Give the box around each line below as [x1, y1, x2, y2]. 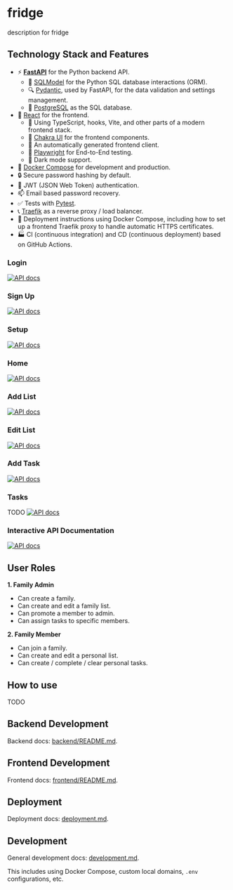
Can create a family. [17, 594, 76, 603]
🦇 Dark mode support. [27, 155, 93, 164]
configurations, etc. [7, 875, 64, 883]
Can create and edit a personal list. [17, 651, 119, 660]
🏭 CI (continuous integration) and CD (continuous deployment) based [17, 230, 221, 238]
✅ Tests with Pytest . [17, 199, 76, 207]
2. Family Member [7, 630, 61, 639]
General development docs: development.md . [7, 853, 140, 862]
